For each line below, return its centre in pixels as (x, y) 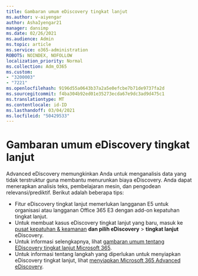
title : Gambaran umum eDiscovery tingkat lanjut (67, 11)
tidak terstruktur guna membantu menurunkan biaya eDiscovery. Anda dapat (99, 180)
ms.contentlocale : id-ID (37, 105)
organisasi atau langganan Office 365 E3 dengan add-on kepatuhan (97, 211)
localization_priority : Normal (44, 61)
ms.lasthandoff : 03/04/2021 (41, 110)
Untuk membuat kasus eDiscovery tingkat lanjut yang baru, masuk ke (99, 223)
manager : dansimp (27, 28)
